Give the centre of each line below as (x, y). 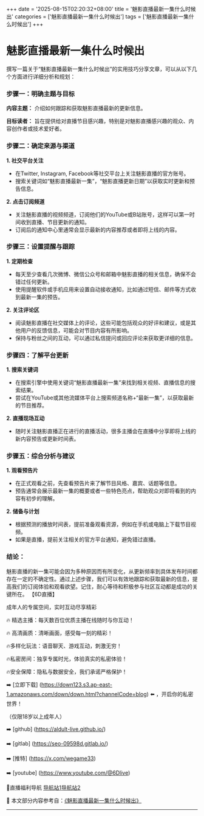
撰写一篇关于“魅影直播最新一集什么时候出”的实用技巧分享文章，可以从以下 (99, 69)
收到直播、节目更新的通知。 (55, 222)
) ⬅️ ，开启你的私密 (170, 694)
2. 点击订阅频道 (25, 201)
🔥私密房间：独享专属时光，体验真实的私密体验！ (67, 659)
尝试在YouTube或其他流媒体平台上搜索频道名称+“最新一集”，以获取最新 (104, 398)
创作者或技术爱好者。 (38, 129)
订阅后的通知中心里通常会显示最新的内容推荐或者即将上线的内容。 (97, 229)
